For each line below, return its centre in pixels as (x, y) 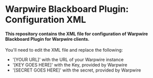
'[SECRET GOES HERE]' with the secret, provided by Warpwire (77, 70)
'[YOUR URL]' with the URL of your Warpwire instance (68, 60)
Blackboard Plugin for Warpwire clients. (47, 39)
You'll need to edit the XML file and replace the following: (64, 50)
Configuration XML (46, 20)
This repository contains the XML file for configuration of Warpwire (77, 34)
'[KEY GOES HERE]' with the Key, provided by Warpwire (70, 65)
